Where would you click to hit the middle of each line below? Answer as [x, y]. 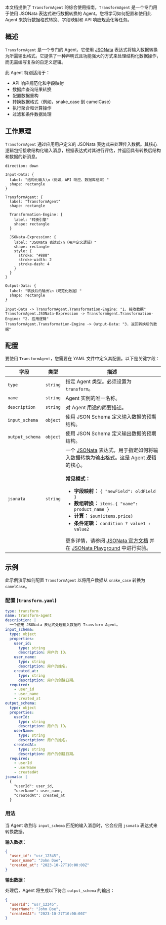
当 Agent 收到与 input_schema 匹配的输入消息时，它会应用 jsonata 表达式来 [81, 825]
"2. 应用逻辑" [36, 319]
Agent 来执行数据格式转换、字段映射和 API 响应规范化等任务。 [68, 20]
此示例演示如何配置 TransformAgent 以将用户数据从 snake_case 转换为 [75, 580]
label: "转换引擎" [31, 219]
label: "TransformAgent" [35, 201]
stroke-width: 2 [35, 260]
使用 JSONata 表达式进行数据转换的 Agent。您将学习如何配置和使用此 [80, 13]
